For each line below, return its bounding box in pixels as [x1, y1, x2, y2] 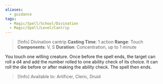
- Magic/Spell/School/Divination [9, 21, 79, 26]
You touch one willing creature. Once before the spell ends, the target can [5, 54, 156, 59]
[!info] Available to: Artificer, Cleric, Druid [17, 74, 101, 80]
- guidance [9, 12, 32, 17]
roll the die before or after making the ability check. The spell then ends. [5, 64, 152, 70]
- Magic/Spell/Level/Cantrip [9, 26, 70, 30]
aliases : [5, 7, 23, 12]
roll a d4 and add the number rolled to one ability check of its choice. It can [5, 59, 158, 65]
